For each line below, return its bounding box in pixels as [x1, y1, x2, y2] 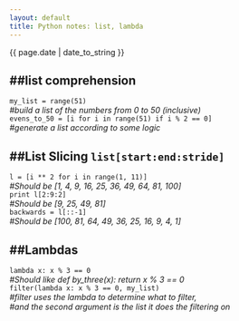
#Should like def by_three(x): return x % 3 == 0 [9, 274, 185, 285]
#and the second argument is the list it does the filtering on [9, 301, 231, 312]
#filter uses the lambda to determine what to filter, [9, 291, 197, 302]
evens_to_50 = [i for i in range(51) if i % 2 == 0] [9, 114, 213, 123]
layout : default [9, 13, 71, 23]
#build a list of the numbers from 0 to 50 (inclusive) [9, 105, 202, 116]
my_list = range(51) [9, 97, 88, 106]
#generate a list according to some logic [9, 122, 161, 133]
